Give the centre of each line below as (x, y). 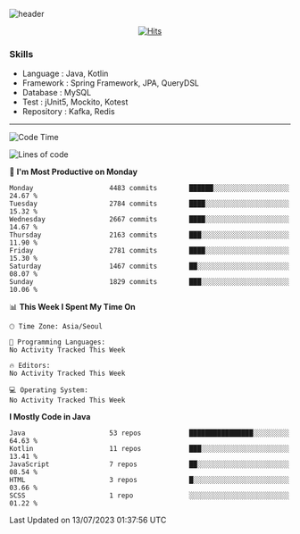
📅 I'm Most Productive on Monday (74, 172)
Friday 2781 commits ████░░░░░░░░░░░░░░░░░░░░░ (150, 251)
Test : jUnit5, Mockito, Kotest (75, 102)
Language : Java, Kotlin (65, 74)
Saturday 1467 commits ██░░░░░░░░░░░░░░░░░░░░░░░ (150, 267)
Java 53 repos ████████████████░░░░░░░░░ (150, 433)
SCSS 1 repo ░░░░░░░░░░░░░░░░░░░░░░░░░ (150, 496)
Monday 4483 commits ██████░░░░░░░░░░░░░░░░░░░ (150, 188)
